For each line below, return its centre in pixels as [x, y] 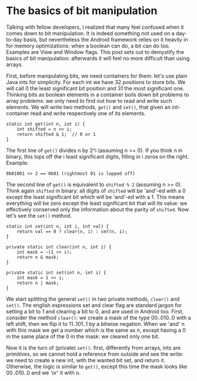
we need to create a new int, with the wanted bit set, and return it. [86, 360]
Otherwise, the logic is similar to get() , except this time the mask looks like [97, 366]
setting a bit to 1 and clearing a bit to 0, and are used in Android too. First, [95, 311]
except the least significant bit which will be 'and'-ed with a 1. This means [95, 197]
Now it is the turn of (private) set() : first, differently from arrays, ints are [94, 348]
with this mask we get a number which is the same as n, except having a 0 [96, 330]
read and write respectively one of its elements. [88, 113]
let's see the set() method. [39, 215]
